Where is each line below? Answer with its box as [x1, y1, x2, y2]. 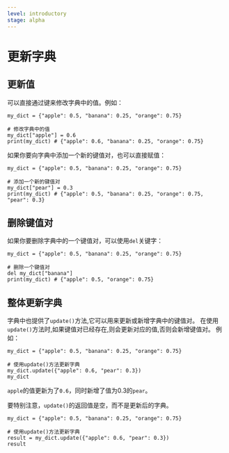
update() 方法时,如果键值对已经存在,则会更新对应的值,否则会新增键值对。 [7, 325, 214, 333]
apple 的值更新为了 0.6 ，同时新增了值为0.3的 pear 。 [7, 386, 152, 395]
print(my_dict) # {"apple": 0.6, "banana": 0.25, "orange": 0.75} [7, 138, 204, 145]
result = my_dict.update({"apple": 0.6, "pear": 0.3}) [7, 435, 170, 442]
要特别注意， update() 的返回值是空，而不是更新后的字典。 [7, 401, 173, 410]
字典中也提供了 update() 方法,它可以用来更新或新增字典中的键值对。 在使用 [7, 317, 219, 325]
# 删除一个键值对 [7, 264, 50, 271]
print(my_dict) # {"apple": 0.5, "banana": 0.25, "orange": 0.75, [7, 190, 204, 197]
